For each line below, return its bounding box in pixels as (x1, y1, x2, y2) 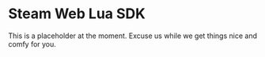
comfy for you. (8, 39, 57, 48)
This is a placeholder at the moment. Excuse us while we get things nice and (8, 31, 257, 40)
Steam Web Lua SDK (8, 5, 146, 23)
